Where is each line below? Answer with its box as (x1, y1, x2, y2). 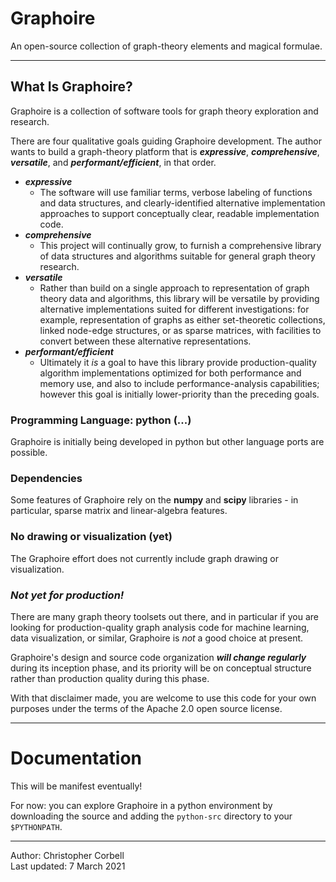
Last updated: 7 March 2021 (10, 860, 126, 872)
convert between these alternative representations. (39, 335, 252, 347)
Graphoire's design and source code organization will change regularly (10, 651, 307, 663)
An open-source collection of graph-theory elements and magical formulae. (10, 40, 323, 52)
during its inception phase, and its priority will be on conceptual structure (10, 662, 312, 674)
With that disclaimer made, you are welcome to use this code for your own (10, 692, 317, 704)
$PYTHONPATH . (10, 820, 63, 832)
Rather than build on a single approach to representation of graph (39, 282, 310, 294)
